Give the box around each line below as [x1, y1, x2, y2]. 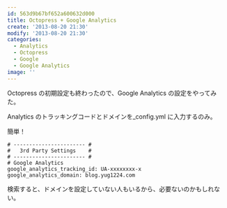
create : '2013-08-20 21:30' [7, 23, 89, 30]
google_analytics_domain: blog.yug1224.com [7, 172, 136, 179]
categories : [7, 36, 42, 43]
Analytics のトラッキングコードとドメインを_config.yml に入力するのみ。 [7, 112, 217, 121]
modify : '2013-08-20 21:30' [7, 29, 89, 37]
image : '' [7, 68, 36, 75]
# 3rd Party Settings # [7, 147, 92, 154]
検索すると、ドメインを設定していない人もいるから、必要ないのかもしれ [7, 184, 214, 193]
